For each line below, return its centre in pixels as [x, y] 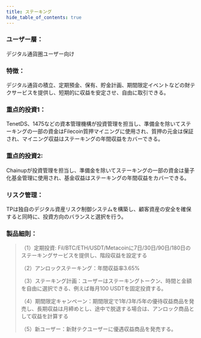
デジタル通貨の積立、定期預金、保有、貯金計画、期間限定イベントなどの [95, 85]
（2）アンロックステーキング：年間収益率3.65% [80, 268]
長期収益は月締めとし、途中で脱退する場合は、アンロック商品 [113, 309]
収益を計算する [50, 316]
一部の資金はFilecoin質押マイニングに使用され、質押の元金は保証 [113, 131]
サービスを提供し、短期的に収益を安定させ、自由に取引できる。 [90, 93]
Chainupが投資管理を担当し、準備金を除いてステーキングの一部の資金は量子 [100, 170]
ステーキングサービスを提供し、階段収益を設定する [84, 256]
